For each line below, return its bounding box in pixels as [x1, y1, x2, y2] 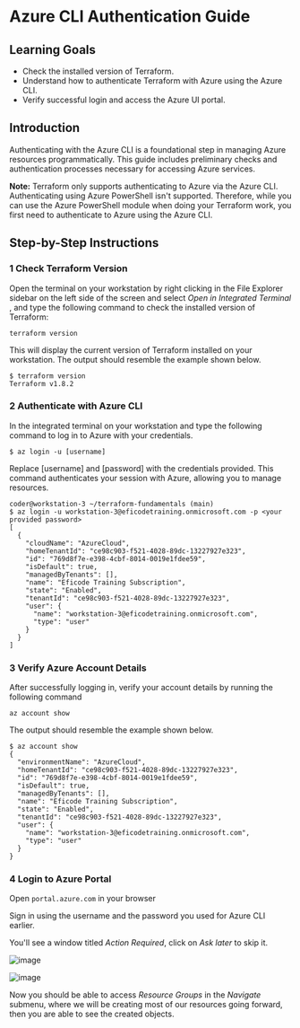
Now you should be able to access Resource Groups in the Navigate [9, 989, 261, 1000]
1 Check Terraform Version [9, 262, 128, 275]
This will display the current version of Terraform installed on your [9, 344, 253, 356]
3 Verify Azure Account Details [9, 662, 147, 674]
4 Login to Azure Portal [9, 873, 112, 885]
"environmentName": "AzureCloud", [17, 758, 146, 767]
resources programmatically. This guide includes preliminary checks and [9, 154, 278, 164]
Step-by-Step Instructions [9, 235, 159, 250]
